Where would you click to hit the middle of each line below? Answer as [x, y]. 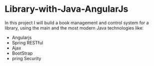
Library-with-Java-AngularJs [67, 9]
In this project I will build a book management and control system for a [77, 23]
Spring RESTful [27, 42]
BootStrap [22, 53]
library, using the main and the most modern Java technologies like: [74, 28]
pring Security [26, 58]
